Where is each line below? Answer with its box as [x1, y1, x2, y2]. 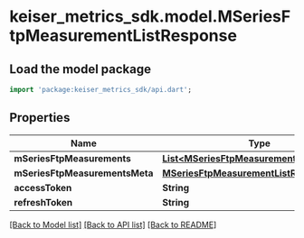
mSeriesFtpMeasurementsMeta [14, 167, 154, 179]
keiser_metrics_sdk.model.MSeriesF [9, 6, 291, 27]
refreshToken [14, 196, 73, 208]
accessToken [14, 181, 72, 194]
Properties [9, 110, 71, 125]
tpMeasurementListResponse [9, 25, 238, 46]
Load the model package [9, 61, 152, 77]
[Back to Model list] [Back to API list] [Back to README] [9, 219, 217, 230]
